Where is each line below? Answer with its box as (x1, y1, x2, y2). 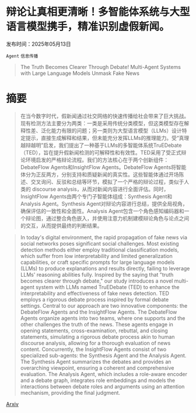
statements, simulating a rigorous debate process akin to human (20, 333, 175, 340)
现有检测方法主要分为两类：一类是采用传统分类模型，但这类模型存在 (20, 119, 184, 126)
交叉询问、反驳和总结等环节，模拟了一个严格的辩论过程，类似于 (30, 178, 184, 185)
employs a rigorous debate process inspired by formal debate (20, 296, 169, 303)
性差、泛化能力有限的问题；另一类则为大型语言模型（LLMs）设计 (25, 127, 182, 134)
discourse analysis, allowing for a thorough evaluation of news (20, 339, 171, 346)
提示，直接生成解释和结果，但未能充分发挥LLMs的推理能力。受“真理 (25, 134, 190, 141)
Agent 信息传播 (6, 53, 38, 59)
